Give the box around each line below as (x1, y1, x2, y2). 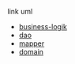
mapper (18, 39, 45, 48)
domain (18, 47, 44, 56)
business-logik (18, 22, 68, 31)
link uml (7, 7, 33, 16)
